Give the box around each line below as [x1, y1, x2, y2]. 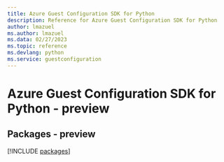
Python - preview [7, 101, 110, 116]
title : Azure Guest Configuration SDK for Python [7, 10, 155, 17]
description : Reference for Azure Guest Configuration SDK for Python [7, 17, 218, 24]
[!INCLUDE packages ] [7, 147, 71, 155]
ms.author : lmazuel [7, 29, 64, 37]
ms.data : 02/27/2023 [7, 36, 68, 43]
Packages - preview [7, 128, 96, 140]
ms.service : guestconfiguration [7, 56, 101, 63]
